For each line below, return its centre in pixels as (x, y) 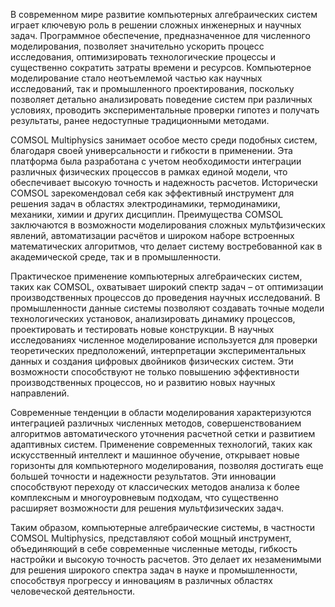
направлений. (40, 393)
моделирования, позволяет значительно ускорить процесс (137, 46)
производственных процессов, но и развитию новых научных (143, 382)
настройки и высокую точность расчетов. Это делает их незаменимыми (166, 559)
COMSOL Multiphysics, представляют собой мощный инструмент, (151, 538)
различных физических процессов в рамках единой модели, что (149, 172)
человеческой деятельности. (73, 591)
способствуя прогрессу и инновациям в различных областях (141, 580)
